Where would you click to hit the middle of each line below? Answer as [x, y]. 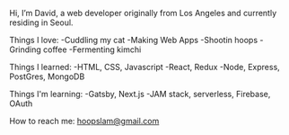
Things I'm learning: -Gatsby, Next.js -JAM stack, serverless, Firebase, [140, 94]
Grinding [26, 49]
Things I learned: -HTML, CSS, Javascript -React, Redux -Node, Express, [144, 67]
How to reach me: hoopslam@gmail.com [84, 121]
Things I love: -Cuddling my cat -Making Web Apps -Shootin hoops [134, 40]
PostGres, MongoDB [47, 76]
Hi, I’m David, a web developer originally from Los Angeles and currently [143, 13]
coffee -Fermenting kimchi [92, 49]
